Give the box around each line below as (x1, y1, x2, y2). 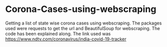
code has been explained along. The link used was (5, 30, 111, 36)
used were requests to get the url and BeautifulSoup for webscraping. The (5, 25, 160, 31)
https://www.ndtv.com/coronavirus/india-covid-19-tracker (5, 36, 127, 42)
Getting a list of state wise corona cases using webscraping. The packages (5, 20, 162, 26)
